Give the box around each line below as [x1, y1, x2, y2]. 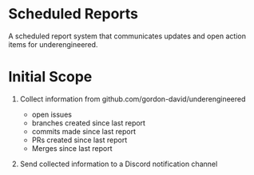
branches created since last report [31, 117, 146, 128]
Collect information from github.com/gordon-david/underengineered [19, 93, 246, 104]
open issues [31, 109, 72, 119]
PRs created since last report [31, 135, 128, 145]
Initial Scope [8, 68, 93, 86]
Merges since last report [31, 143, 113, 153]
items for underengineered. [8, 39, 98, 49]
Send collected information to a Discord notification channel [19, 159, 218, 169]
